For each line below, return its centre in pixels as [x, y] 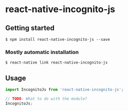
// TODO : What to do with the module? [46, 99]
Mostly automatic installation [42, 52]
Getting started [30, 28]
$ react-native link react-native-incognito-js [57, 63]
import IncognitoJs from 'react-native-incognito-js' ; [65, 90]
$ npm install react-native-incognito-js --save [58, 39]
